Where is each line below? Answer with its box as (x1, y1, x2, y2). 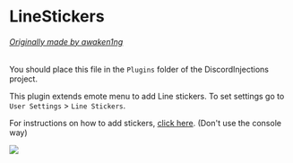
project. (9, 73, 39, 84)
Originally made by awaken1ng (9, 36, 124, 47)
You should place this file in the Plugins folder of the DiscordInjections (9, 64, 269, 75)
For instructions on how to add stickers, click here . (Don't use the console (9, 118, 282, 129)
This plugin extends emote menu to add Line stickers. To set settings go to (9, 91, 285, 102)
